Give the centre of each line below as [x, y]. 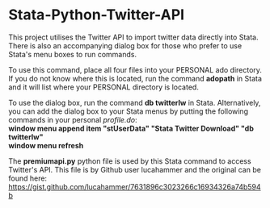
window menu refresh [46, 145]
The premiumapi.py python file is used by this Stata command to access [130, 161]
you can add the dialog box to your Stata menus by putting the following [129, 111]
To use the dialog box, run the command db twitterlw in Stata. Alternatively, [135, 102]
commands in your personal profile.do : [73, 119]
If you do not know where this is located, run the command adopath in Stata [135, 78]
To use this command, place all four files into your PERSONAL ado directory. [135, 69]
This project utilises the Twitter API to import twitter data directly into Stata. [133, 37]
